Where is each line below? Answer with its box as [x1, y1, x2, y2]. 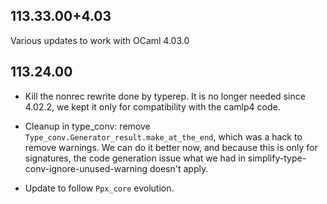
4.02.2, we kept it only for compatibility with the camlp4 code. [24, 100, 281, 113]
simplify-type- [247, 152, 307, 164]
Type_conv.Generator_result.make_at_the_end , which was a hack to [24, 130, 303, 143]
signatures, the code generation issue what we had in [24, 152, 246, 164]
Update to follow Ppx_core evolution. [24, 182, 175, 194]
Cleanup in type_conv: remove [24, 120, 151, 132]
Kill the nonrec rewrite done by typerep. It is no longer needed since [24, 90, 306, 102]
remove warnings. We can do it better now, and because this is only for [24, 141, 318, 153]
